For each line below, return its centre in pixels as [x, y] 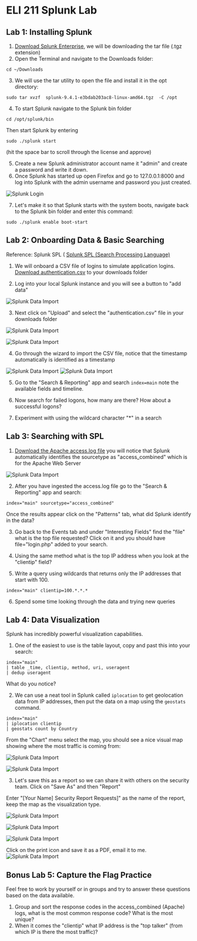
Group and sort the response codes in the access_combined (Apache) [100, 907]
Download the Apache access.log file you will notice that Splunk [92, 450]
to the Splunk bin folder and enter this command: [74, 211]
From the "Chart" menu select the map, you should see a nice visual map [95, 740]
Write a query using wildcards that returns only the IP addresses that [98, 573]
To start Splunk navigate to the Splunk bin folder [73, 109]
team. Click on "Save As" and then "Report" [68, 787]
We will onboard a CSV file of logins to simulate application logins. [95, 265]
